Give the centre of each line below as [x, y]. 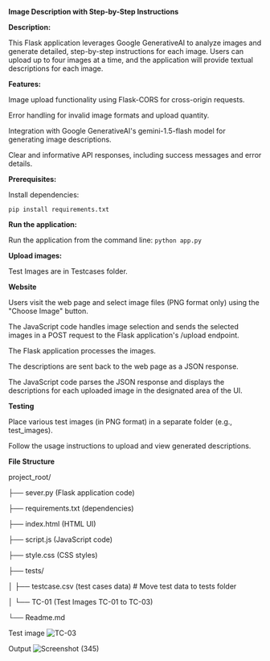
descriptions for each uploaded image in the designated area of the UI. [125, 390]
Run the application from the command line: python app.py [105, 240]
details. [20, 163]
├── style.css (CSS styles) [53, 555]
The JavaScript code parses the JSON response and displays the [117, 382]
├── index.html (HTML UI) [52, 524]
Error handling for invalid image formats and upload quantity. [109, 115]
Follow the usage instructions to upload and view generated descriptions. [130, 446]
